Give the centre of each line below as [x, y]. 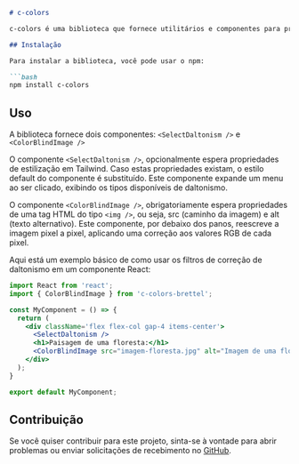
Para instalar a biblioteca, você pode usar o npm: [107, 61]
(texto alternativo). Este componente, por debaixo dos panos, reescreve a [144, 224]
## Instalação [36, 44]
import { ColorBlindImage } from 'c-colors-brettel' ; [111, 293]
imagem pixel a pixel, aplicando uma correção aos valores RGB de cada [141, 233]
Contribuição [47, 419]
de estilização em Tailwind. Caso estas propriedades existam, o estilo [137, 169]
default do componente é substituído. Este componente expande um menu [146, 179]
